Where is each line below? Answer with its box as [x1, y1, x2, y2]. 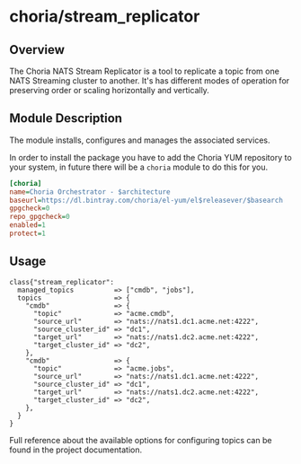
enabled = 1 [9, 221, 47, 230]
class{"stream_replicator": [9, 277, 115, 286]
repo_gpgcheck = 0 [9, 213, 70, 222]
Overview [9, 42, 66, 57]
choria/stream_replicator [9, 6, 200, 27]
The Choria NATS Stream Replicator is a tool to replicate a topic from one [9, 66, 280, 76]
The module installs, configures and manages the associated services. [9, 135, 270, 145]
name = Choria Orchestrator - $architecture [9, 187, 171, 197]
